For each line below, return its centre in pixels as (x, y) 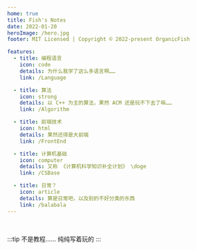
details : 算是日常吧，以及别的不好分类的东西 (77, 198)
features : (21, 52)
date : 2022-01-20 (32, 26)
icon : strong (38, 97)
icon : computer (41, 160)
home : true (23, 14)
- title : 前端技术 (38, 122)
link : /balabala (43, 205)
